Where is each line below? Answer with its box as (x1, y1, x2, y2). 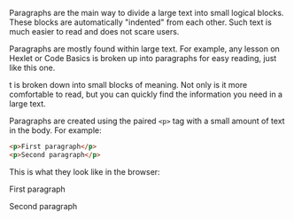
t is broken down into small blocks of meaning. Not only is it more (9, 80, 248, 90)
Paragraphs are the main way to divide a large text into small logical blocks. (9, 8, 284, 18)
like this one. (9, 62, 56, 73)
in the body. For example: (9, 125, 102, 136)
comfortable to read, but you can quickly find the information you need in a (9, 89, 283, 99)
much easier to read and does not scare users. (9, 27, 180, 36)
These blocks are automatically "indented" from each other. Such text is (9, 17, 272, 27)
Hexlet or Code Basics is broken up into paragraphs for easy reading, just (9, 53, 277, 63)
